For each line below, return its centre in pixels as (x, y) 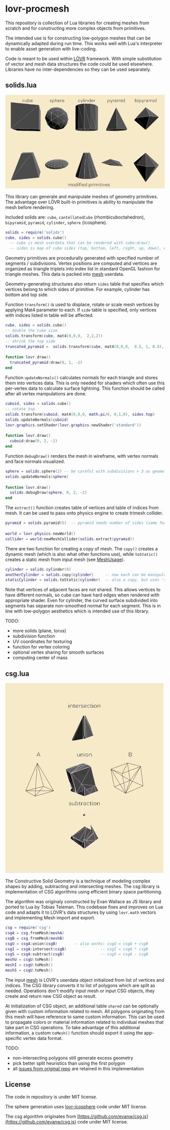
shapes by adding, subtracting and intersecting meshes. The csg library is (82, 886)
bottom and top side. (27, 295)
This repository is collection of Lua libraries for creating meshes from (77, 23)
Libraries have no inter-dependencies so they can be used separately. (78, 69)
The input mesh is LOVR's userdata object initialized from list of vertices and (85, 980)
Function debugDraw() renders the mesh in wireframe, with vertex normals (82, 456)
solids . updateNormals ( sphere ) (37, 476)
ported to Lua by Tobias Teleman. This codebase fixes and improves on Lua (84, 907)
